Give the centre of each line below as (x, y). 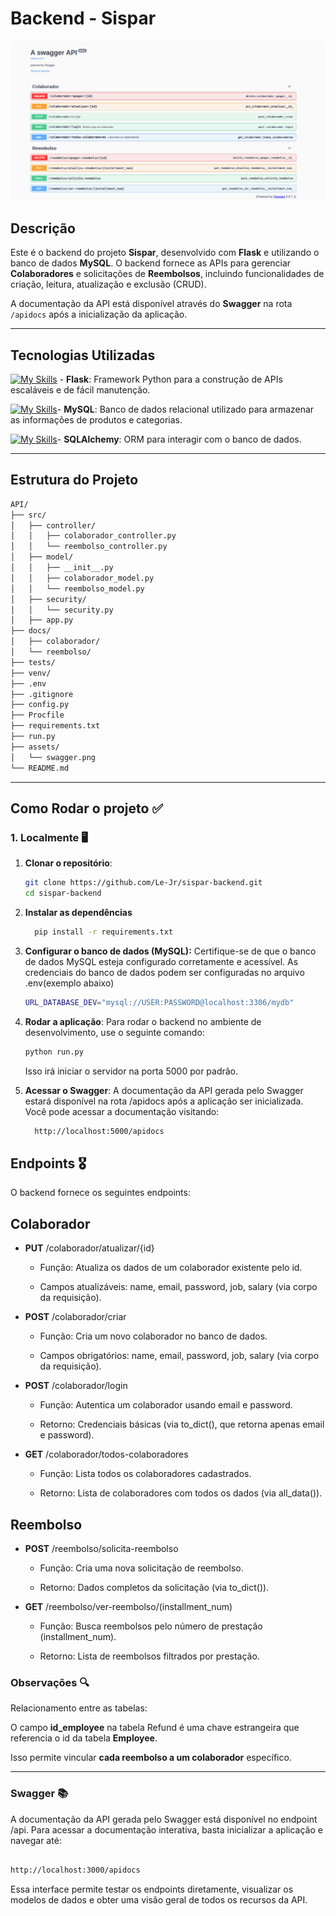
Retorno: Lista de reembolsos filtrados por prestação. (149, 1656)
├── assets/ (35, 747)
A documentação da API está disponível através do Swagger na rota (151, 304)
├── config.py (40, 705)
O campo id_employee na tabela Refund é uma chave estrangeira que (155, 1728)
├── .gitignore (42, 694)
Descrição (43, 228)
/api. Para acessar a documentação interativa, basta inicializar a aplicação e (166, 1829)
